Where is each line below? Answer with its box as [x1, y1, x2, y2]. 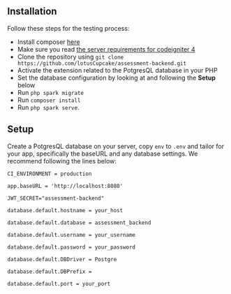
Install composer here [17, 38, 80, 46]
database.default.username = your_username [7, 231, 136, 238]
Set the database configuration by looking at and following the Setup [17, 73, 216, 82]
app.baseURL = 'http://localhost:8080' [7, 182, 124, 189]
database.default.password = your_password [7, 244, 136, 251]
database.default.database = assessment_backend [7, 219, 151, 226]
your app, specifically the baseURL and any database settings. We [7, 149, 198, 158]
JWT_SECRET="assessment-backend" [7, 195, 105, 202]
